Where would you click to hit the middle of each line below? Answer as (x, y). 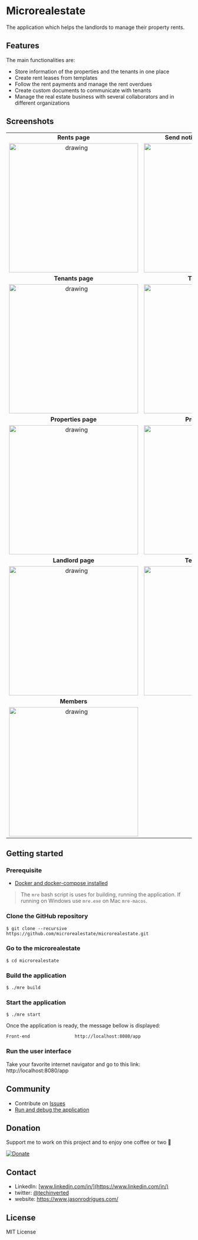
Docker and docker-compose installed (61, 883)
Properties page (74, 419)
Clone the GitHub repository (47, 916)
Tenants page (74, 278)
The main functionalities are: (41, 60)
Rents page (74, 137)
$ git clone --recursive (37, 928)
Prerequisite (24, 870)
